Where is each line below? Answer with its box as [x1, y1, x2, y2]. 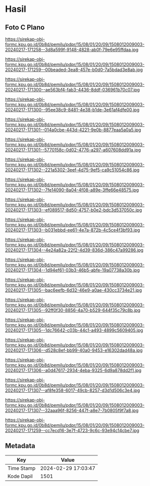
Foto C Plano [5, 23, 45, 32]
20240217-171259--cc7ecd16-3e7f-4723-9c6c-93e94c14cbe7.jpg [5, 428, 139, 433]
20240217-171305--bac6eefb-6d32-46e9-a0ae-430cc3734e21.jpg [5, 287, 142, 293]
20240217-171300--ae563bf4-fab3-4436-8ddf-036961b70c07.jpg [5, 87, 140, 92]
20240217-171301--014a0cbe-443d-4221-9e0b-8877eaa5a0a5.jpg [5, 127, 141, 133]
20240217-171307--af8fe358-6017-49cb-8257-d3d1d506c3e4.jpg [5, 387, 140, 393]
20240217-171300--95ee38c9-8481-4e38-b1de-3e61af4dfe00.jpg [5, 107, 140, 112]
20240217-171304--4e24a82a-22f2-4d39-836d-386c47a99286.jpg [5, 247, 144, 253]
